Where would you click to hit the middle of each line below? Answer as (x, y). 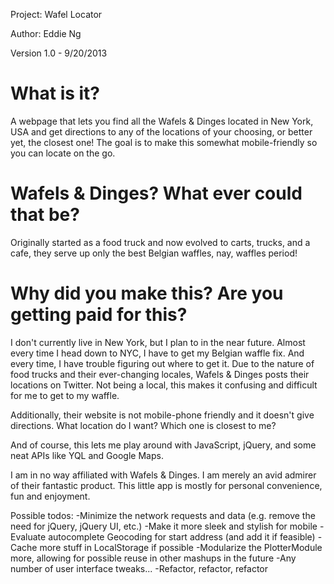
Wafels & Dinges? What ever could (156, 193)
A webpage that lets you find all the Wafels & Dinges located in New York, (162, 121)
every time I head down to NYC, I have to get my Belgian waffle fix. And (157, 353)
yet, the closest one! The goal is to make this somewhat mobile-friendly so (164, 142)
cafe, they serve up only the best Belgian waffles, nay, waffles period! (154, 253)
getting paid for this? (99, 315)
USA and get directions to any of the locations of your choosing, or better (161, 131)
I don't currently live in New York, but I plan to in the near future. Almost (158, 342)
